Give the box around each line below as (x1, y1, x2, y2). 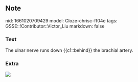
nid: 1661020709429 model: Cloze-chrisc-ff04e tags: (5, 17, 118, 23)
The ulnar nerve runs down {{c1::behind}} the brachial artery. (5, 47, 134, 53)
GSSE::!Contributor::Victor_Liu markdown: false (5, 23, 105, 29)
